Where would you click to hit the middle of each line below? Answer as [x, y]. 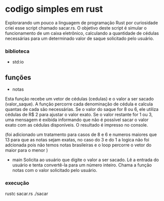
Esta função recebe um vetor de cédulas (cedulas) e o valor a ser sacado [80, 99]
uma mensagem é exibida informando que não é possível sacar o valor [77, 120]
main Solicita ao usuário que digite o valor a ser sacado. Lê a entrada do [85, 160]
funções [18, 77]
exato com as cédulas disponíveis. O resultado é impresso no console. [77, 125]
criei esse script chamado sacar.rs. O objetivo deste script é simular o [76, 28]
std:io [18, 62]
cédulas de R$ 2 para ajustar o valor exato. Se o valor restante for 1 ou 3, [79, 115]
